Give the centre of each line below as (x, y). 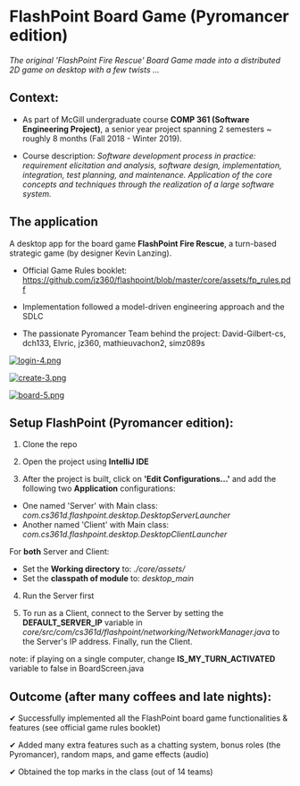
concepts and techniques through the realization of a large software (148, 184)
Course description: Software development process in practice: (139, 156)
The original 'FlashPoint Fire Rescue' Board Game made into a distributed (145, 60)
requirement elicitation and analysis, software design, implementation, (152, 165)
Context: (34, 98)
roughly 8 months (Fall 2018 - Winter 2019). (102, 138)
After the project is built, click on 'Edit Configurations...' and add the (149, 479)
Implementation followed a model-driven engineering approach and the (153, 307)
